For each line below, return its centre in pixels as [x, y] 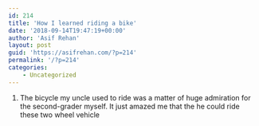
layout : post [30, 45]
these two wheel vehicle [59, 114]
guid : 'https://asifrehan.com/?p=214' [73, 53]
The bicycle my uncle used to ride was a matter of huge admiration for [135, 97]
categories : [28, 68]
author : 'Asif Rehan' [44, 38]
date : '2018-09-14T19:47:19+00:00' [67, 30]
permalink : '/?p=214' [44, 61]
